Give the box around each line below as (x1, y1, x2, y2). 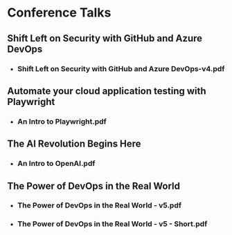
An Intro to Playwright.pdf (17, 116, 107, 126)
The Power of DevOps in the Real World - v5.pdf (17, 200, 182, 210)
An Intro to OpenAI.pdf (17, 159, 96, 169)
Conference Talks (7, 5, 111, 21)
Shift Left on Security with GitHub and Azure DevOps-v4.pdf (17, 64, 225, 73)
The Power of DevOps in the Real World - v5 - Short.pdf (17, 219, 208, 229)
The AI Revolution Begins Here (7, 138, 141, 150)
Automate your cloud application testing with (7, 85, 206, 97)
